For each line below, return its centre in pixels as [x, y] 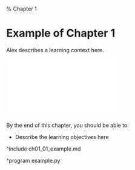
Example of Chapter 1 [61, 33]
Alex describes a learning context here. [55, 50]
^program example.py [33, 160]
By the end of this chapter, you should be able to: [67, 125]
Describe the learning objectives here [62, 137]
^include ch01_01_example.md [44, 149]
